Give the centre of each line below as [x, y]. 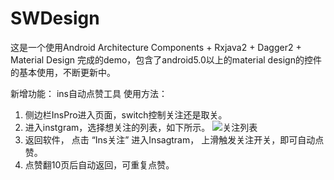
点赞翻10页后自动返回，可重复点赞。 [99, 164]
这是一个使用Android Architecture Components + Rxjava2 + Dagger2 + [156, 47]
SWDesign [55, 18]
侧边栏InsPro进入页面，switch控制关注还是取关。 [126, 114]
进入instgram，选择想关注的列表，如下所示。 [117, 127]
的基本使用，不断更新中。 [63, 72]
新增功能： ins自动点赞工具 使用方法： [89, 93]
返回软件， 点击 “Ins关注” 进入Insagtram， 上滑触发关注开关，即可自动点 [174, 139]
